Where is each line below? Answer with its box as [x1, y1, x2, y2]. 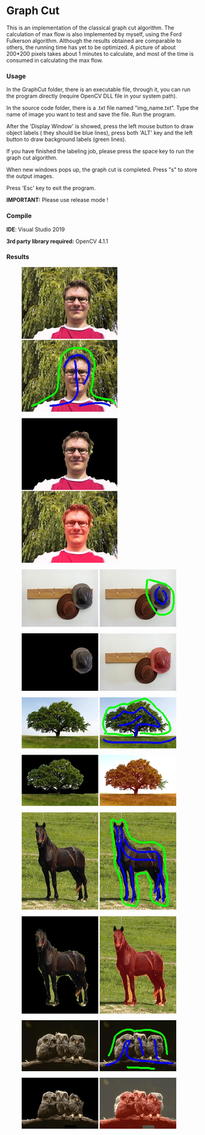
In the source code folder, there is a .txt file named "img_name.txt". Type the [6, 104, 199, 112]
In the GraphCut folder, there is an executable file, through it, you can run [6, 86, 191, 93]
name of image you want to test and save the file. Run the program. [6, 111, 176, 118]
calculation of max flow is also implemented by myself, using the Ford [6, 30, 182, 37]
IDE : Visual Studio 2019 [6, 225, 65, 233]
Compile [6, 212, 32, 220]
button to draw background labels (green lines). [6, 136, 127, 143]
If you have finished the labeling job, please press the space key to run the [6, 148, 194, 155]
